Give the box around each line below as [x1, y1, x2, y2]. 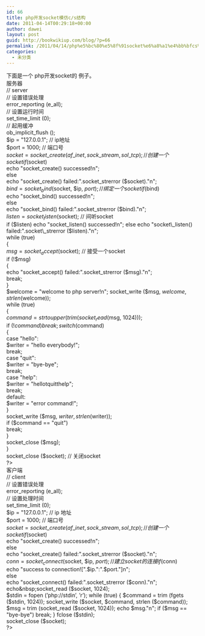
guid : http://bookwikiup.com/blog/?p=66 [6, 37, 111, 43]
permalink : [6, 43, 34, 49]
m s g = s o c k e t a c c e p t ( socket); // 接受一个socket [6, 248, 126, 256]
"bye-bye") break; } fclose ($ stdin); [6, 611, 95, 618]
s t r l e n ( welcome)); [6, 294, 51, 302]
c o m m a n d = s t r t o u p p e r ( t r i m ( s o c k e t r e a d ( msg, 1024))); [6, 314, 143, 322]
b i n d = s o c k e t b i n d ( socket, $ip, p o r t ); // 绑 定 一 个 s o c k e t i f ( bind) [6, 184, 160, 193]
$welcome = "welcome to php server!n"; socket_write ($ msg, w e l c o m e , [6, 288, 187, 295]
